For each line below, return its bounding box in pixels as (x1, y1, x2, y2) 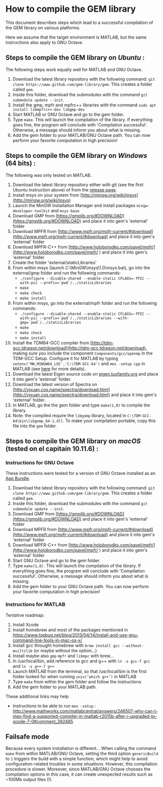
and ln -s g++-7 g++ (12, 663, 54, 669)
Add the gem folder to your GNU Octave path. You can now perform (12, 584, 149, 590)
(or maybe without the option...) (34, 647, 97, 653)
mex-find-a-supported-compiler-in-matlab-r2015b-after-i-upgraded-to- (12, 713, 157, 719)
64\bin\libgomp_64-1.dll (12, 419, 63, 424)
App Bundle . (5, 475, 31, 482)
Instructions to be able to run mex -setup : (12, 702, 96, 709)
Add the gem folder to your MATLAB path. (12, 684, 97, 690)
